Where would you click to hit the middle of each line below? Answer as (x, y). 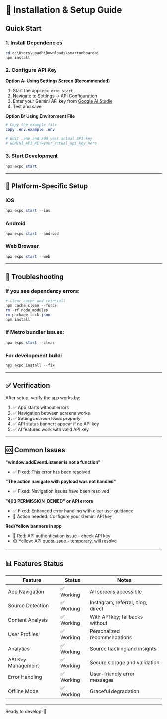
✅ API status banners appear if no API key (56, 424)
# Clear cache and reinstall (36, 301)
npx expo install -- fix (30, 366)
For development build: (34, 355)
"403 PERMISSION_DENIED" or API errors (49, 501)
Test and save (27, 106)
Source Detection (28, 606)
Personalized (105, 631)
